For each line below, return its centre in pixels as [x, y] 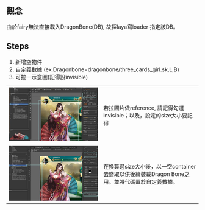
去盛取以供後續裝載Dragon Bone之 [147, 174]
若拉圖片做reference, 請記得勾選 [144, 108]
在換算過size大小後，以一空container [150, 166]
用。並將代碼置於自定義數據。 [141, 181]
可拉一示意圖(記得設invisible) [52, 77]
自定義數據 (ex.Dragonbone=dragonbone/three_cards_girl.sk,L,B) [97, 69]
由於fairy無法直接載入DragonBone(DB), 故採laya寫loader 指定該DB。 [92, 27]
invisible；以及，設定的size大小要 [146, 115]
